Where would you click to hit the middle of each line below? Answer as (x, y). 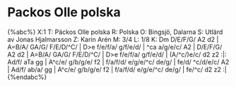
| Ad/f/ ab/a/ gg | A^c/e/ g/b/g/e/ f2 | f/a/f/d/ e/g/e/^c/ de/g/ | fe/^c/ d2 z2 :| (117, 69)
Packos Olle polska (64, 12)
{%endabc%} (27, 77)
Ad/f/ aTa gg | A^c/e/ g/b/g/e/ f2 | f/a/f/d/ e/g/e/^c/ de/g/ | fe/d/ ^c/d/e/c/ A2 (118, 62)
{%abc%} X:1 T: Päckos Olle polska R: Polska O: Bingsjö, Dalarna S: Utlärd (115, 32)
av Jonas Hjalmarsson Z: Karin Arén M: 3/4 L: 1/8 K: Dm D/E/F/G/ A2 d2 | (113, 39)
